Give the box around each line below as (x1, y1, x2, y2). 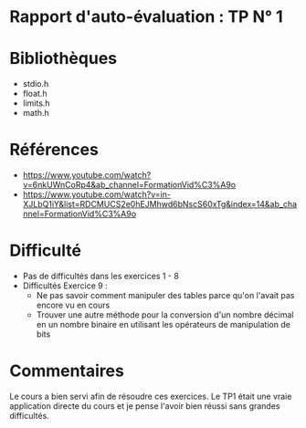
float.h (22, 89, 47, 99)
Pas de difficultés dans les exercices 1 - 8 (22, 271, 180, 281)
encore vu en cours (36, 299, 111, 310)
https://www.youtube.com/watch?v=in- (22, 189, 172, 200)
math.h (22, 108, 50, 119)
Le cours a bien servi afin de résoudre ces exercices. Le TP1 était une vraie (9, 391, 292, 402)
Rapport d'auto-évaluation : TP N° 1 (9, 6, 283, 27)
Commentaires (9, 360, 125, 381)
